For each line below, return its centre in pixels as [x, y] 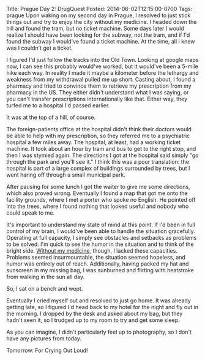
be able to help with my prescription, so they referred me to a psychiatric [98, 136]
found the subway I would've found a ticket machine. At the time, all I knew [101, 41]
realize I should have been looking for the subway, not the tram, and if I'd [98, 35]
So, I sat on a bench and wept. [45, 289]
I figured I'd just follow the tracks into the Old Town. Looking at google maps [102, 60]
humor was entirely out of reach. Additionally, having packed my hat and [98, 264]
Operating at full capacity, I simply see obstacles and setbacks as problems [102, 238]
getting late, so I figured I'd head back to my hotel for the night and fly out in [102, 307]
